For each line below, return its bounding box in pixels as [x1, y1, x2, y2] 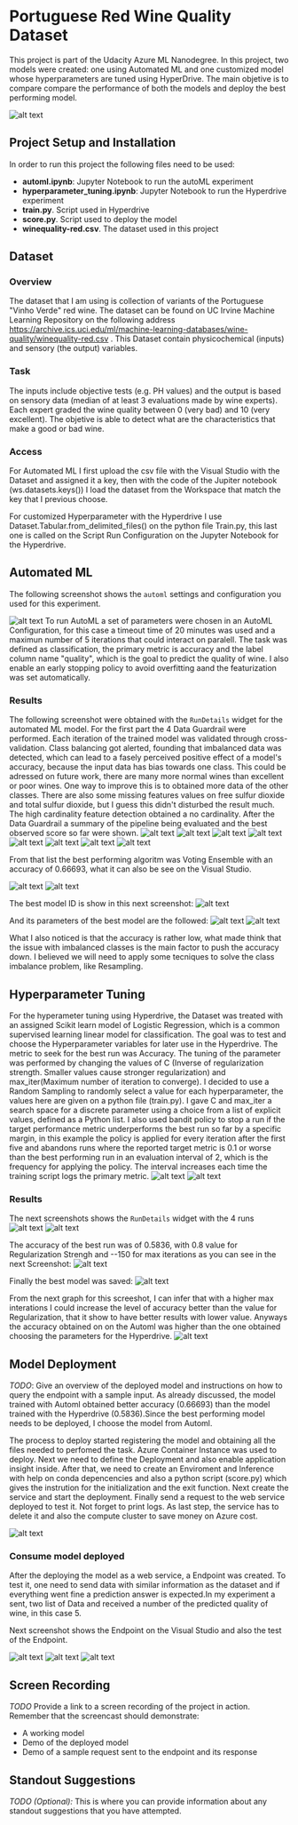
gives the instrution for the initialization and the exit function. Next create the [9, 1482, 289, 1494]
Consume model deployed [9, 1550, 125, 1562]
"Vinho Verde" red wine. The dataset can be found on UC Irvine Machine [9, 305, 275, 316]
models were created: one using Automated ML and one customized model [9, 64, 284, 75]
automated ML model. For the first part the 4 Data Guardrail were [9, 724, 247, 735]
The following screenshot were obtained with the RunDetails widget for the [9, 714, 284, 725]
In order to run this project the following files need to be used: [9, 158, 235, 170]
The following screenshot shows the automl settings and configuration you [9, 588, 282, 599]
